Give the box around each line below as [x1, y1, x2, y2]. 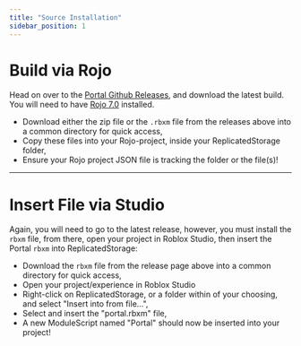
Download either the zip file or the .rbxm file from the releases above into [21, 117, 292, 127]
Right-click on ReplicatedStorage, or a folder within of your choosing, [21, 289, 278, 300]
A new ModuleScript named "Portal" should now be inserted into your [21, 317, 280, 328]
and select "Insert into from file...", [21, 298, 149, 309]
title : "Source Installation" [9, 13, 123, 22]
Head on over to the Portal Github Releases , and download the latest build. [9, 90, 285, 100]
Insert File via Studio [9, 195, 166, 215]
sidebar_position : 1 [9, 22, 87, 30]
